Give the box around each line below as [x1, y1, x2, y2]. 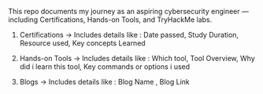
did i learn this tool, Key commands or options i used [19, 62, 191, 71]
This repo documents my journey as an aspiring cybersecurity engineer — [8, 7, 250, 16]
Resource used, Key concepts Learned [19, 38, 146, 48]
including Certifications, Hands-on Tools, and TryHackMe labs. [8, 15, 213, 24]
